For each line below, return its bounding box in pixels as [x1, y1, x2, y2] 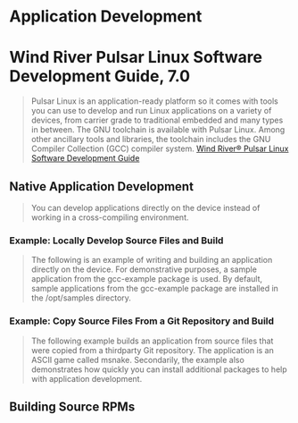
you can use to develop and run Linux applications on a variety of [30, 106, 272, 116]
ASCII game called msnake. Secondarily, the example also [30, 354, 245, 365]
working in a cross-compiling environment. [30, 212, 189, 223]
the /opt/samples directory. [30, 292, 132, 303]
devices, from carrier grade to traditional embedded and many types [30, 114, 284, 126]
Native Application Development [9, 179, 195, 194]
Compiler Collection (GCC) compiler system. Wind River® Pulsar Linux [30, 143, 289, 154]
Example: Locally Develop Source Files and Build [9, 234, 224, 247]
